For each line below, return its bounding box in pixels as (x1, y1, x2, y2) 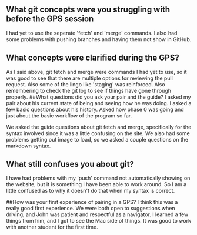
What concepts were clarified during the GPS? (6, 53, 179, 63)
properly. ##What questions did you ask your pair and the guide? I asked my (6, 93, 191, 100)
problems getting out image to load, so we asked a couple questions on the (6, 136, 189, 143)
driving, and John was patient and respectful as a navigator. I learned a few (6, 211, 189, 218)
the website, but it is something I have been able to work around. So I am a (6, 181, 187, 188)
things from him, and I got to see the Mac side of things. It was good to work (6, 217, 191, 224)
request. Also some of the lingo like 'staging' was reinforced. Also (6, 80, 166, 88)
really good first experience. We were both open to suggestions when (6, 205, 175, 212)
